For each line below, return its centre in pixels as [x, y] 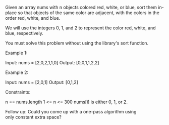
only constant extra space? [33, 117]
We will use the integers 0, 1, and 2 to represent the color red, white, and [80, 28]
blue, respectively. [24, 33]
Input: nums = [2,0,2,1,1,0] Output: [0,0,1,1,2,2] [52, 62]
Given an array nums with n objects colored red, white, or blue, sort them [81, 7]
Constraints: [18, 92]
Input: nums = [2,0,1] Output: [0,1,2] [42, 82]
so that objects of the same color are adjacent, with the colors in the [89, 13]
